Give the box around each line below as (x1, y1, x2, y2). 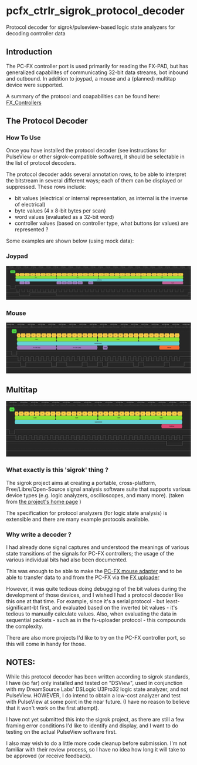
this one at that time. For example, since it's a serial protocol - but (6, 597, 165, 604)
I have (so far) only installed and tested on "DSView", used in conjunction (6, 679, 183, 686)
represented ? (14, 226, 49, 233)
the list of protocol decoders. (6, 159, 76, 167)
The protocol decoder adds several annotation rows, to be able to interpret (6, 171, 186, 178)
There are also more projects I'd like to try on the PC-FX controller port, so (6, 634, 186, 641)
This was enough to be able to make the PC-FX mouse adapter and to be (6, 567, 182, 574)
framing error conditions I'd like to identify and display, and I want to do (6, 722, 179, 729)
